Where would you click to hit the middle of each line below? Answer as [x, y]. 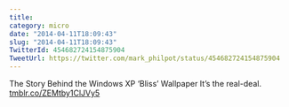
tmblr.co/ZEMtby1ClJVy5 [55, 93]
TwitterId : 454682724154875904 [67, 50]
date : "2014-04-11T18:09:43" [63, 34]
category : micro [39, 26]
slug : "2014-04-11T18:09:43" [63, 42]
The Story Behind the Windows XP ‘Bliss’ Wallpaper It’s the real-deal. [136, 84]
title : [21, 17]
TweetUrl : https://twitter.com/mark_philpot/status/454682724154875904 [144, 58]
